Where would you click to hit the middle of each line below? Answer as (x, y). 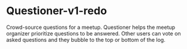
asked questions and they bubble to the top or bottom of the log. (86, 40)
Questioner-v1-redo (57, 11)
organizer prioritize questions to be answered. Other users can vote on (93, 33)
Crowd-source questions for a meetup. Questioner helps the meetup (91, 27)
